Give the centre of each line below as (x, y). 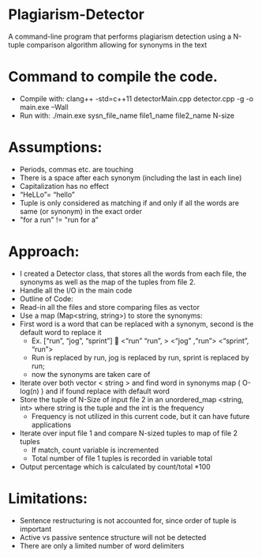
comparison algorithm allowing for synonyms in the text (117, 44)
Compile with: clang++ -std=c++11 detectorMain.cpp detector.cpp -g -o (137, 98)
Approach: (44, 251)
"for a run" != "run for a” (59, 220)
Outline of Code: (46, 299)
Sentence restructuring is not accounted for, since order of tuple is (128, 520)
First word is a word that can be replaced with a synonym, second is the (137, 324)
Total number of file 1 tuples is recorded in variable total (122, 458)
